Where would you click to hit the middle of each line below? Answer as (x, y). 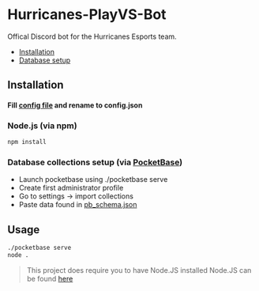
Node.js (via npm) (42, 126)
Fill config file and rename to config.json (75, 105)
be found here (50, 278)
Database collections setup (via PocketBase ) (95, 162)
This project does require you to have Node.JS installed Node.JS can (139, 270)
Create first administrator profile (71, 188)
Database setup (45, 60)
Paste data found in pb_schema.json (78, 205)
